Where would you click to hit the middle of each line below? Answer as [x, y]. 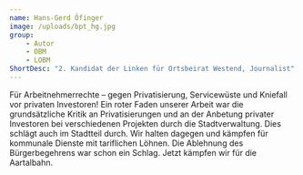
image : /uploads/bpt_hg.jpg [63, 26]
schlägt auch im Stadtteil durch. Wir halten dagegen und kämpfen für [139, 133]
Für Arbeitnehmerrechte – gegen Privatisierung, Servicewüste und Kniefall [149, 94]
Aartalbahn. [31, 162]
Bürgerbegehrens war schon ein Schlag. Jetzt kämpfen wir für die [133, 152]
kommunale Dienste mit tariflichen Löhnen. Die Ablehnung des [126, 143]
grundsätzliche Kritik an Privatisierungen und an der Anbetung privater [142, 114]
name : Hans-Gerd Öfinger [56, 18]
